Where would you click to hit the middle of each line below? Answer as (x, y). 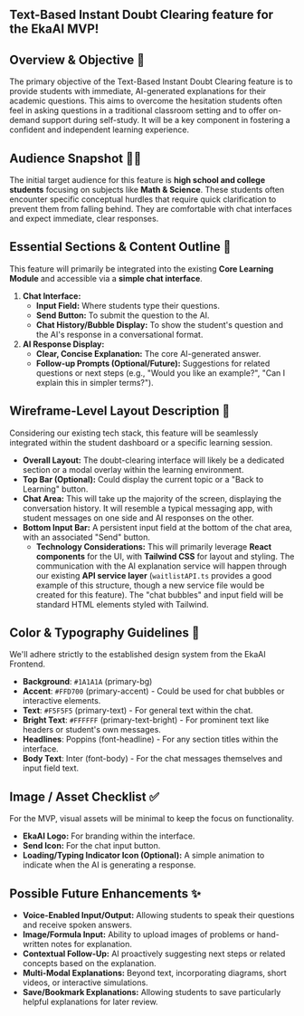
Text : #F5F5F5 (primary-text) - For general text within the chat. (138, 711)
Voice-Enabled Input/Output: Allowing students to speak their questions (158, 915)
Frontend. (28, 664)
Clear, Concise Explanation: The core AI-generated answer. (148, 353)
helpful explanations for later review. (90, 1002)
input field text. (51, 768)
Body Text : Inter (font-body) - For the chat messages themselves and (152, 759)
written (36, 944)
